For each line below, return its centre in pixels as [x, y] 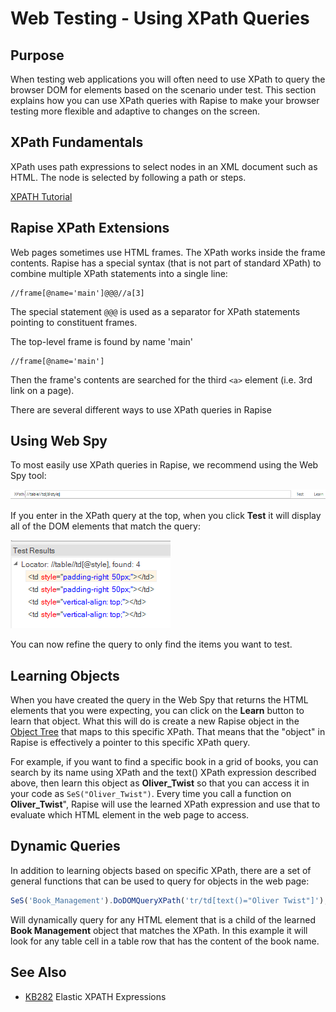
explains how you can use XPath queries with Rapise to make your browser [165, 100]
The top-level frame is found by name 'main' [102, 341]
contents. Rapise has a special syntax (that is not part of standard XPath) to [166, 263]
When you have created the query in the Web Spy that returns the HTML [159, 700]
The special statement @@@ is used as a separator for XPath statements [155, 311]
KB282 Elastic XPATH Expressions [95, 996]
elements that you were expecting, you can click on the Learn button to [157, 711]
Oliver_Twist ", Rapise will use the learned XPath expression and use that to [165, 804]
